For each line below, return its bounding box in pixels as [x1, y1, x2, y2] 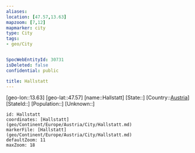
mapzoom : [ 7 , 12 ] [6, 19, 46, 25]
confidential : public [6, 68, 59, 74]
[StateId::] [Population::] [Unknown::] [6, 100, 95, 107]
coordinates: [6, 117, 38, 123]
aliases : [6, 8, 28, 15]
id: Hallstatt [6, 112, 41, 117]
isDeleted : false [6, 62, 49, 68]
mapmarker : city [6, 25, 46, 31]
